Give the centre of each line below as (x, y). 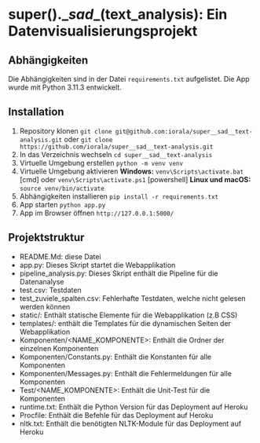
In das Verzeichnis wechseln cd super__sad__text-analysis (116, 154)
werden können (45, 306)
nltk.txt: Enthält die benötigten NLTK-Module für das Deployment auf (130, 423)
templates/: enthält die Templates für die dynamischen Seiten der (125, 323)
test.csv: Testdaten (50, 290)
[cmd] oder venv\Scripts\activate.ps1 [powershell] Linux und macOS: (135, 179)
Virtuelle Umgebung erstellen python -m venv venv (101, 163)
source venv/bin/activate (62, 189)
